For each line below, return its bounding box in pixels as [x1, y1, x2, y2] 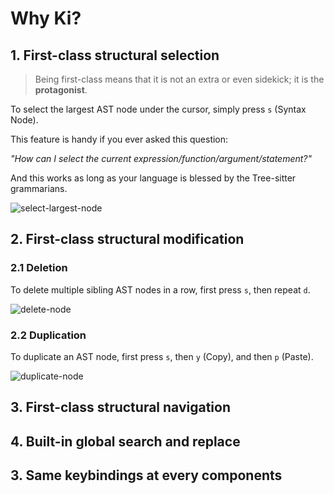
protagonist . [34, 84, 88, 96]
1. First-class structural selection [10, 47, 220, 64]
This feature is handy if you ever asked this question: [10, 133, 229, 145]
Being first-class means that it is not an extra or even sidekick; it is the [34, 73, 325, 85]
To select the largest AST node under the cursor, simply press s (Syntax [10, 103, 307, 115]
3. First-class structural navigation [10, 399, 231, 416]
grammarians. [10, 183, 68, 194]
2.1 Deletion [10, 261, 68, 275]
